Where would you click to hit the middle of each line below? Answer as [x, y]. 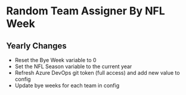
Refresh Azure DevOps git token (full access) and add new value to [97, 73]
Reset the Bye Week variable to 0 [55, 60]
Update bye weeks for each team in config [67, 85]
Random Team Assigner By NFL [86, 11]
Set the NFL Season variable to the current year [73, 66]
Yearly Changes [36, 46]
